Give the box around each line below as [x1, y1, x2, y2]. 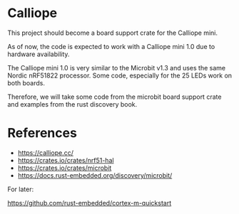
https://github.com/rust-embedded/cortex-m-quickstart [7, 198, 172, 207]
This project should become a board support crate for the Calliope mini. [7, 28, 218, 37]
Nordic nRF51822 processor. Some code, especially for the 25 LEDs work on [7, 71, 233, 80]
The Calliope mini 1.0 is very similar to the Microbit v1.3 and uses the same [7, 63, 226, 72]
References [7, 125, 77, 141]
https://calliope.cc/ [17, 148, 73, 157]
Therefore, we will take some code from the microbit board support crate [7, 92, 222, 101]
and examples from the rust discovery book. [7, 100, 138, 108]
